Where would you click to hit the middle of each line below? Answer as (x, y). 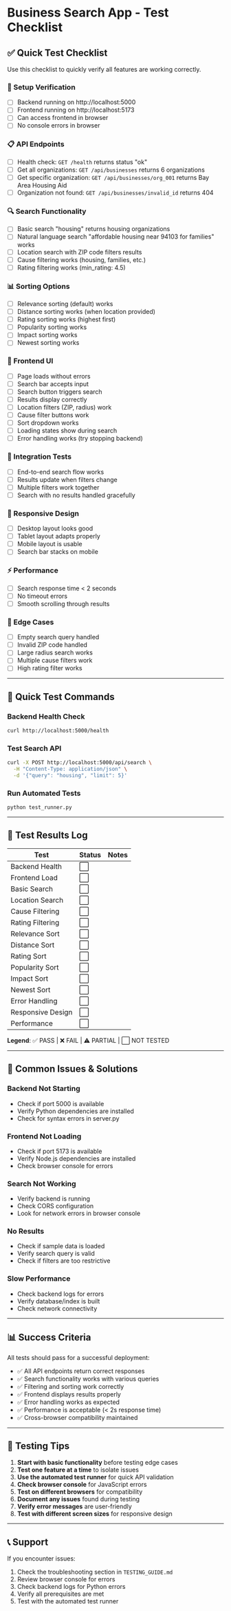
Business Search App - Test (88, 13)
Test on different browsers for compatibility (80, 1492)
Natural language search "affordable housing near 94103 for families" (115, 237)
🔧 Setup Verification (41, 87)
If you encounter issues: (41, 1559)
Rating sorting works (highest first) (66, 319)
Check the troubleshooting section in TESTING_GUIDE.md (95, 1572)
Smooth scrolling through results (63, 603)
